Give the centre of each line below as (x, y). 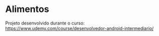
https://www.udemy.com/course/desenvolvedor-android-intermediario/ (79, 28)
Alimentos (27, 9)
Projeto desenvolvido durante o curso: (45, 23)
